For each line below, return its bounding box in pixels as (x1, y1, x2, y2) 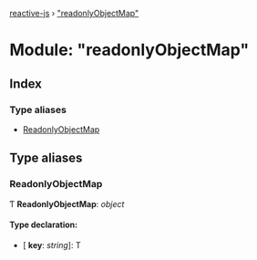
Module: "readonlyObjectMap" (9, 40, 250, 60)
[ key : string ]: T (22, 239, 81, 250)
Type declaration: (9, 219, 78, 231)
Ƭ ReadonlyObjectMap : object (9, 198, 125, 209)
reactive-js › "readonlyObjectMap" (9, 8, 139, 18)
